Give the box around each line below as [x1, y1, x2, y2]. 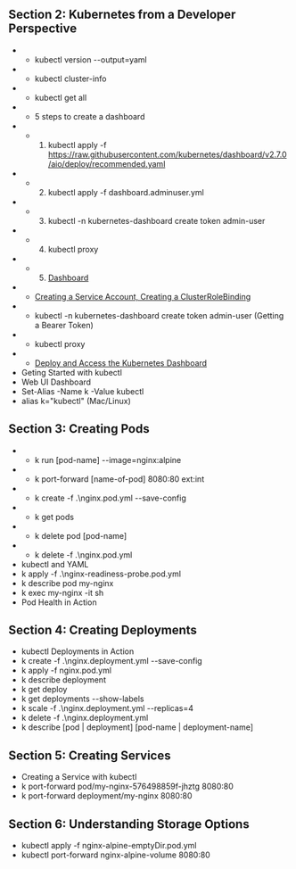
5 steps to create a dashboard [34, 111, 145, 121]
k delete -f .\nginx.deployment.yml [21, 713, 149, 724]
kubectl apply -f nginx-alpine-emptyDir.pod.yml [21, 840, 197, 851]
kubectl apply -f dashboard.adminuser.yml [47, 186, 204, 197]
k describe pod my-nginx [21, 577, 114, 588]
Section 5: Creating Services [8, 748, 171, 763]
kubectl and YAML [21, 559, 89, 569]
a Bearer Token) [34, 319, 95, 330]
